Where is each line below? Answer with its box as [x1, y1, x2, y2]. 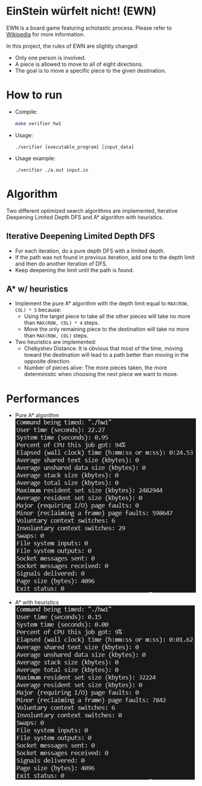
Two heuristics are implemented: [14, 339, 96, 346]
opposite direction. [24, 358, 71, 365]
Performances [6, 392, 80, 406]
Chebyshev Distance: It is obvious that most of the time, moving [24, 345, 183, 352]
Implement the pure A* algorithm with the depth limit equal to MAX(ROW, [14, 300, 190, 307]
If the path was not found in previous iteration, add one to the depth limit [14, 253, 195, 261]
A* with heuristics [14, 599, 59, 606]
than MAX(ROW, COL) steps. [24, 332, 89, 339]
